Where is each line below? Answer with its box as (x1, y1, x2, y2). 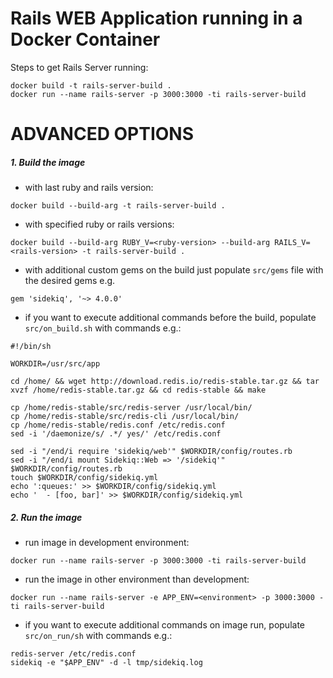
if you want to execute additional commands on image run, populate (24, 619, 305, 631)
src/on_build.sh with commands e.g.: (24, 322, 182, 334)
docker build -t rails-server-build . (10, 80, 172, 91)
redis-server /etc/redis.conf (10, 649, 137, 659)
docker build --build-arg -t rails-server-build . (10, 201, 226, 211)
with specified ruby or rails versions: (24, 218, 175, 231)
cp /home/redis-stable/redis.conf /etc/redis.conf (10, 420, 226, 431)
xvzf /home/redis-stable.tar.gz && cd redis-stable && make (10, 385, 267, 396)
